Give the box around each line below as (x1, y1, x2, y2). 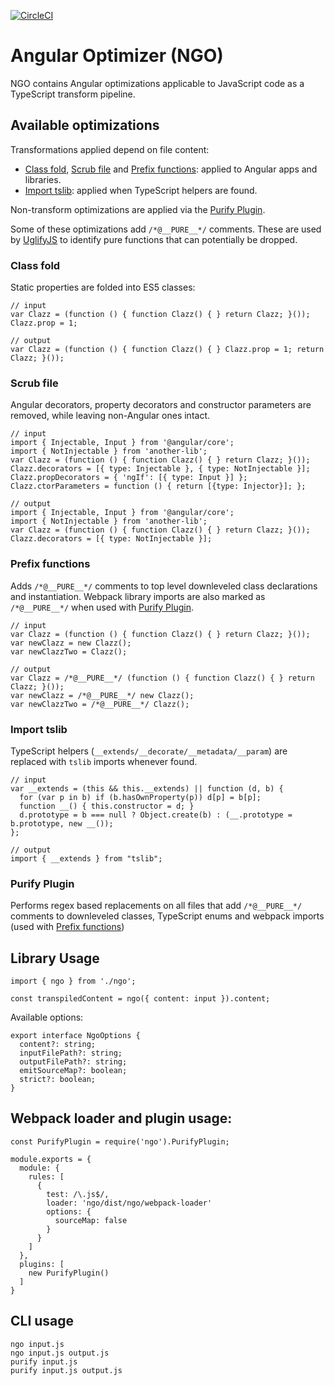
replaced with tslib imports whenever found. (10, 755, 198, 767)
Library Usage (10, 950, 100, 967)
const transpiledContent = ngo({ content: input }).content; (10, 994, 271, 1004)
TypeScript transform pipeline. (10, 88, 136, 100)
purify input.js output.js (10, 1365, 123, 1375)
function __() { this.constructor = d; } (19, 801, 195, 811)
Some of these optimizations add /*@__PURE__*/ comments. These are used (10, 223, 322, 235)
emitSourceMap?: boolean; (19, 1066, 128, 1076)
